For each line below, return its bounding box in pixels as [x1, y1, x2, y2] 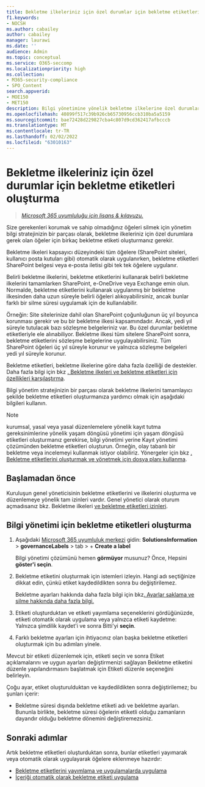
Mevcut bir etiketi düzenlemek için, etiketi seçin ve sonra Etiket [6, 652, 165, 659]
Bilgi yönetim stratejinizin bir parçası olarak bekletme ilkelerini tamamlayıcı [6, 386, 193, 393]
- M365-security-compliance [6, 77, 78, 83]
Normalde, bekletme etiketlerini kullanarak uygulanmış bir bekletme [6, 286, 176, 293]
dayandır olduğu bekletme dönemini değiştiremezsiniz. [15, 715, 153, 722]
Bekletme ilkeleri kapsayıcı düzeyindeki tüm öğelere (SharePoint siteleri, [6, 248, 187, 256]
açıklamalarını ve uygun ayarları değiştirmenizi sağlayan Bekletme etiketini [6, 659, 193, 666]
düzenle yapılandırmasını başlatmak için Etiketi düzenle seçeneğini [6, 666, 174, 673]
